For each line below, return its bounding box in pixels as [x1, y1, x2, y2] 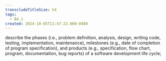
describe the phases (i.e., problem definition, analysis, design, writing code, [5, 35, 161, 41]
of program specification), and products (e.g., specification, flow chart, [5, 45, 151, 51]
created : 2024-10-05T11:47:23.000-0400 [5, 21, 88, 26]
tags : [5, 12, 16, 17]
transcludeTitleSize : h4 [5, 7, 57, 12]
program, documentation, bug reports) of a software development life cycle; [5, 51, 162, 57]
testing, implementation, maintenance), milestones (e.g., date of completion [5, 40, 161, 46]
